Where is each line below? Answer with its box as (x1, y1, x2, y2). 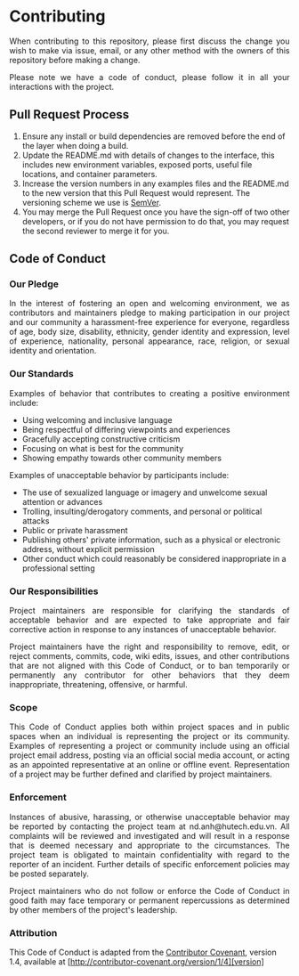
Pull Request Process (9, 107, 130, 122)
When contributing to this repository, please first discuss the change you (9, 36, 290, 46)
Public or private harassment (21, 525, 128, 535)
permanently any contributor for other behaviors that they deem (9, 670, 290, 680)
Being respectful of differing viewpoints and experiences (21, 424, 230, 435)
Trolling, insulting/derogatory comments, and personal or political (21, 506, 263, 516)
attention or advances (21, 496, 103, 507)
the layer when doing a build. (21, 140, 129, 150)
